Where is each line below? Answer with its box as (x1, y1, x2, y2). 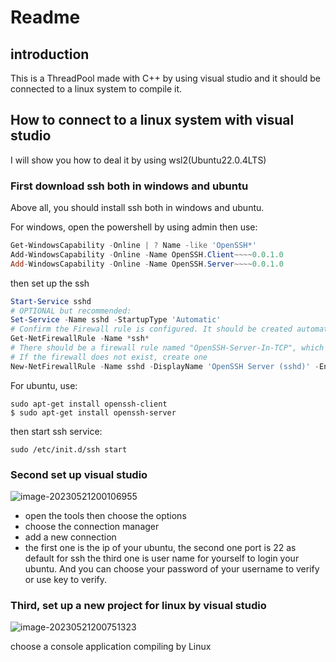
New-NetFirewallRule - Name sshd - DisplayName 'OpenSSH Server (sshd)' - (10, 361, 320, 371)
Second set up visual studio (10, 467, 148, 481)
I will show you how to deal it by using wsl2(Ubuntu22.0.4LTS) (10, 154, 267, 166)
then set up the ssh (10, 277, 90, 289)
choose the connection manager (24, 521, 160, 533)
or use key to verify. (24, 574, 108, 586)
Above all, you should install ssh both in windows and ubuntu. (10, 202, 265, 214)
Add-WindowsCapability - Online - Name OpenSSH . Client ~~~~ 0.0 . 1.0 (10, 249, 284, 260)
